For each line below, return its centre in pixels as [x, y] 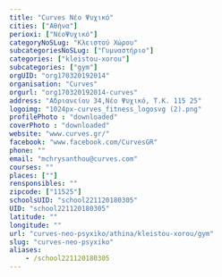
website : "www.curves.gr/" [60, 134]
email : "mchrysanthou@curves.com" [74, 159]
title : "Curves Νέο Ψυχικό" [62, 17]
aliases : [26, 250]
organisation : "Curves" [54, 84]
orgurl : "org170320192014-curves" [74, 92]
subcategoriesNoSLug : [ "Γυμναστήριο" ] [81, 51]
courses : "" [31, 167]
